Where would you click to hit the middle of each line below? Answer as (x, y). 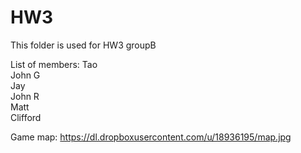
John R (25, 96)
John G (25, 75)
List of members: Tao (54, 64)
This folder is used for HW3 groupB (83, 45)
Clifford (26, 117)
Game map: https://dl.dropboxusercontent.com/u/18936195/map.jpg (151, 137)
